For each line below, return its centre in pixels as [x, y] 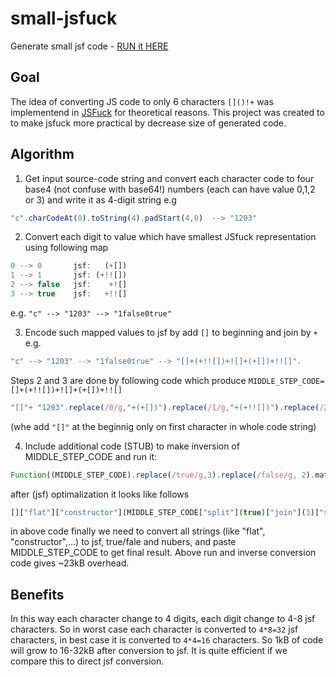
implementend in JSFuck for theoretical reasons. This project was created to [167, 112]
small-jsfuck [64, 18]
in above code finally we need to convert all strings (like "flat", [138, 531]
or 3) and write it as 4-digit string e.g [100, 199]
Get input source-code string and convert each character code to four [169, 178]
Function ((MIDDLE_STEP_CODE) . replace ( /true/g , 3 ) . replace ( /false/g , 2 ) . [163, 475]
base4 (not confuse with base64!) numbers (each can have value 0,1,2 [170, 189]
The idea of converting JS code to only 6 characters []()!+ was [142, 101]
